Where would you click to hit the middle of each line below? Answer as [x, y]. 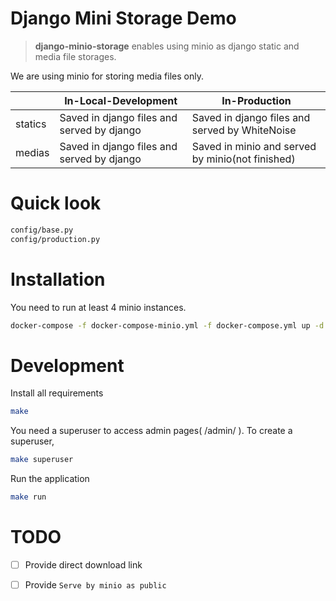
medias [32, 152]
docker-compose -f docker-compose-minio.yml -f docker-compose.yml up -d [167, 325]
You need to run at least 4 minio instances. [98, 307]
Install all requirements [57, 393]
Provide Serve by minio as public [95, 585]
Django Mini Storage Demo [123, 18]
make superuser [42, 460]
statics [31, 124]
